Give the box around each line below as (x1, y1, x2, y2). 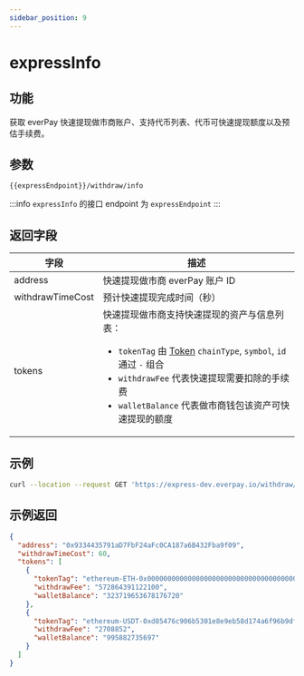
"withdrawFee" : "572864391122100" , (33, 583, 168, 592)
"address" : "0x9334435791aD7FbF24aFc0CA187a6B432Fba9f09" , (17, 541, 245, 550)
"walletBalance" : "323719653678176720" (33, 591, 184, 600)
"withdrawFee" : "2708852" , (33, 625, 136, 634)
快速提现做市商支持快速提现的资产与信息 (102, 309, 276, 321)
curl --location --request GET (9, 480, 128, 490)
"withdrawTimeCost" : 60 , (17, 549, 111, 558)
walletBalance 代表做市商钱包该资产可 (118, 399, 281, 412)
